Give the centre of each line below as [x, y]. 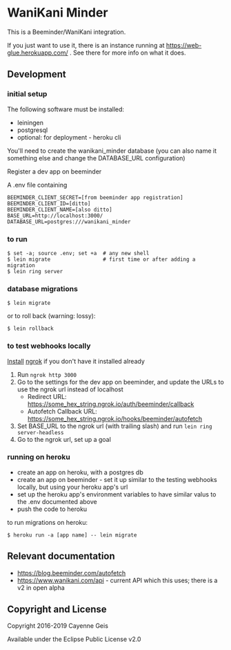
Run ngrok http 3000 [47, 374]
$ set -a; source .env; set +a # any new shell [78, 253]
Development [37, 74]
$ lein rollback [30, 329]
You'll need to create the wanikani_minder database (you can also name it [112, 151]
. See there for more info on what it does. [128, 53]
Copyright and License [57, 610]
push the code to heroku [52, 509]
